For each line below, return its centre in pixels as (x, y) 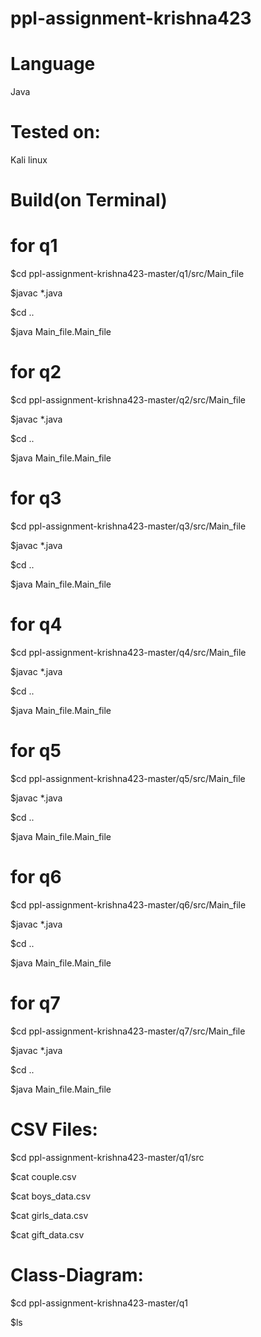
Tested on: (55, 132)
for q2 (36, 372)
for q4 (36, 624)
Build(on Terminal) (89, 200)
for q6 (36, 877)
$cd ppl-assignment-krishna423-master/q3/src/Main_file (128, 526)
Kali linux (29, 160)
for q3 (36, 498)
